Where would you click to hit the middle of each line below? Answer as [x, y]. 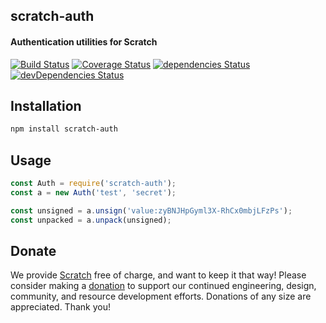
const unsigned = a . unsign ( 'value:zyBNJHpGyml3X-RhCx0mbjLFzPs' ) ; [151, 210]
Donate [33, 250]
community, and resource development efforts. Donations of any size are [161, 296]
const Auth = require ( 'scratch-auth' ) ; [93, 184]
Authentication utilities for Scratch [84, 41]
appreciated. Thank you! [60, 307]
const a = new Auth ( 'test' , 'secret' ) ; [93, 192]
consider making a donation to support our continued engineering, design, [163, 286]
